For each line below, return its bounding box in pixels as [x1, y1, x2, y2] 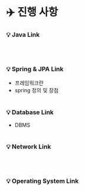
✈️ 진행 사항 [6, 5, 58, 19]
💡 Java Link [6, 31, 40, 39]
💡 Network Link [6, 143, 51, 151]
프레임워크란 [14, 79, 44, 86]
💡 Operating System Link [6, 177, 79, 185]
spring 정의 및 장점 [14, 86, 59, 93]
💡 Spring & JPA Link [6, 65, 64, 73]
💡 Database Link [6, 108, 54, 116]
